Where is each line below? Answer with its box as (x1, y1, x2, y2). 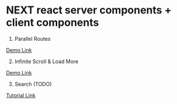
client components (6, 16, 99, 29)
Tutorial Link (6, 92, 36, 99)
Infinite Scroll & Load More (14, 58, 79, 65)
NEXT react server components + (6, 4, 172, 17)
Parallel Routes (14, 35, 51, 42)
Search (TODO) (14, 80, 52, 88)
